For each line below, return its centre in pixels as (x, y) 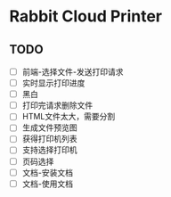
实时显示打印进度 (53, 83)
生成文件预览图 (49, 127)
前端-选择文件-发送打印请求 (73, 72)
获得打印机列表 (49, 139)
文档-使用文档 (48, 184)
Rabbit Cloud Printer (86, 16)
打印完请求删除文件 (57, 105)
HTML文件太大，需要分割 (69, 117)
